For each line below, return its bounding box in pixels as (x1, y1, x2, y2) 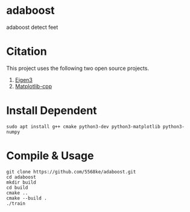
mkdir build (6, 179, 36, 185)
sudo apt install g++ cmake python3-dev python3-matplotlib (6, 123, 161, 129)
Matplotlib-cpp (14, 83, 52, 90)
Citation (6, 45, 47, 58)
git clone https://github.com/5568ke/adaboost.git (6, 169, 136, 175)
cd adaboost (6, 174, 36, 180)
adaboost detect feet (6, 23, 59, 31)
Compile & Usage (6, 149, 94, 163)
